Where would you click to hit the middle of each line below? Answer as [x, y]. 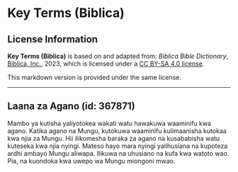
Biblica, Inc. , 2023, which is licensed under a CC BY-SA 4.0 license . [106, 64]
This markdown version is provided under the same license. [95, 77]
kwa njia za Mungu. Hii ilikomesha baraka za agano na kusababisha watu [114, 138]
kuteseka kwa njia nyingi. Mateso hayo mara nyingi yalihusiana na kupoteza [118, 146]
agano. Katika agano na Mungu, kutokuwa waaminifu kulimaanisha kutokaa [117, 131]
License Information [52, 39]
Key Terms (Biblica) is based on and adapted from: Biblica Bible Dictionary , [118, 56]
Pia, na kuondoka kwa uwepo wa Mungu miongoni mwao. [91, 161]
